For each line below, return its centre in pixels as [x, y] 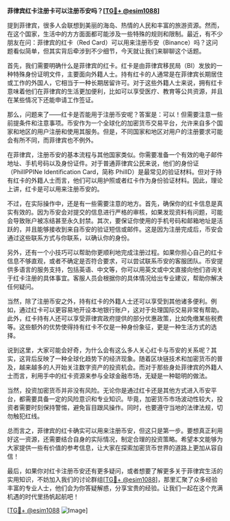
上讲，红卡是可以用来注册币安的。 [55, 189]
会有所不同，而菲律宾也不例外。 [52, 140]
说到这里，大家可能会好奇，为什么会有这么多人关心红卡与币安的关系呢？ [109, 350]
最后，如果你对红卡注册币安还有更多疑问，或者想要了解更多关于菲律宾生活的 [115, 471]
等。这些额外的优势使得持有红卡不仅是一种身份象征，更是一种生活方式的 [109, 327]
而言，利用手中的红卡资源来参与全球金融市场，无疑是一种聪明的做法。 [112, 376]
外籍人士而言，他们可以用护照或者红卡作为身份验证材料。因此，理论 [127, 180]
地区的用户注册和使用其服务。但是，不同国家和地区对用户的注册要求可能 [121, 132]
